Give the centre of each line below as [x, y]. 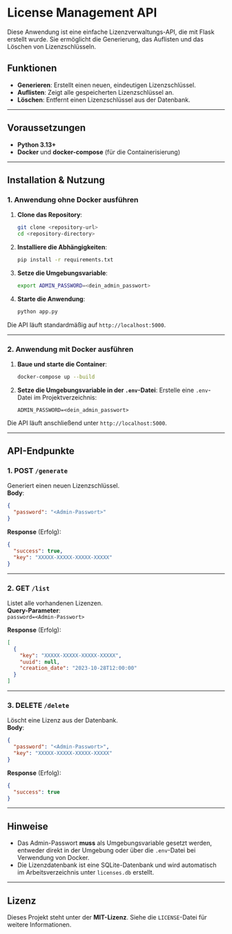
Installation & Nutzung [56, 180]
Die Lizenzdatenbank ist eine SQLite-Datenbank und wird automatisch [117, 865]
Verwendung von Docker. [53, 858]
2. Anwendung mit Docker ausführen [70, 349]
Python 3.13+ [37, 144]
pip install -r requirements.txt [65, 260]
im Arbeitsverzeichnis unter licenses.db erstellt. [85, 872]
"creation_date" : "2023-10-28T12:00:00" [78, 669]
